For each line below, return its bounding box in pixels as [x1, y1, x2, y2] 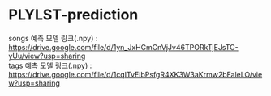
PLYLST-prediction [8, 6, 139, 24]
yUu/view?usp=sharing [8, 51, 86, 61]
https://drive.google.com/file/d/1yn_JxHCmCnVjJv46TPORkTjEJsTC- [8, 42, 239, 52]
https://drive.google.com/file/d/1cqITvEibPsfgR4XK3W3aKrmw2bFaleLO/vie [8, 69, 263, 79]
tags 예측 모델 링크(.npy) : [8, 61, 92, 70]
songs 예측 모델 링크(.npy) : [8, 33, 98, 43]
